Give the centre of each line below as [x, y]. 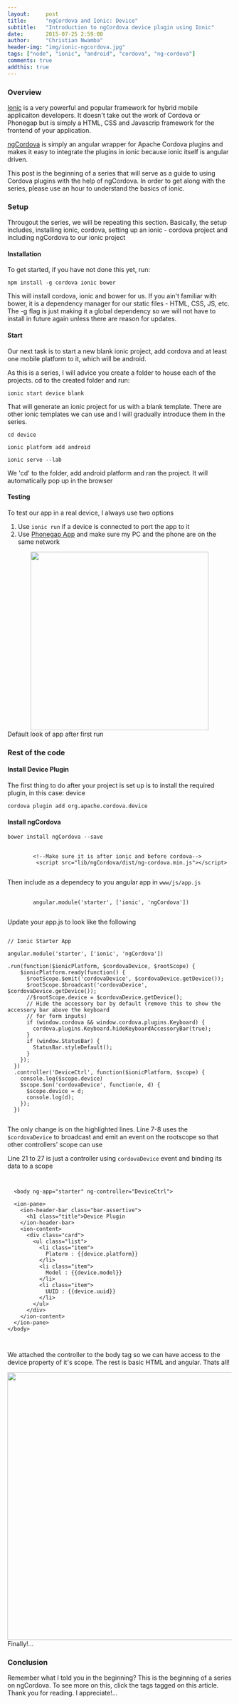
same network [39, 541]
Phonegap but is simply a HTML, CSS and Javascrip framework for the [111, 123]
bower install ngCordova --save [55, 837]
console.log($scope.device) [62, 1079]
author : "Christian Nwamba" [55, 41]
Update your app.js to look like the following [72, 922]
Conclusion [28, 1663]
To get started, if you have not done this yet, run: [79, 270]
